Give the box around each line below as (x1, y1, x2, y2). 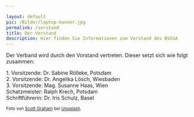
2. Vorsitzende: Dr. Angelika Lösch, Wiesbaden (6, 76, 120, 83)
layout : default (6, 14, 46, 19)
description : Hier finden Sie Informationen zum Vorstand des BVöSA (6, 36, 178, 42)
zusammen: (6, 58, 35, 65)
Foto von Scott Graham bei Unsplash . (6, 106, 82, 112)
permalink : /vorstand (6, 25, 60, 31)
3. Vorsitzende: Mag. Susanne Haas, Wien (6, 82, 108, 89)
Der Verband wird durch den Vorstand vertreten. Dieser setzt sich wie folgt (6, 52, 188, 59)
